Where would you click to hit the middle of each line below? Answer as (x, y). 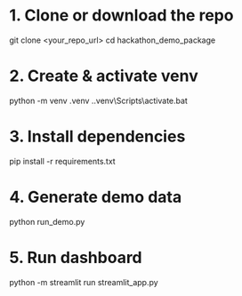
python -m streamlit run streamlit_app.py (84, 282)
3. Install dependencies (97, 136)
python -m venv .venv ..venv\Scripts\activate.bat (99, 100)
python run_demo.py (47, 221)
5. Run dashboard (76, 257)
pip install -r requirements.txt (62, 161)
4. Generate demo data (96, 197)
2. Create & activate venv (104, 76)
